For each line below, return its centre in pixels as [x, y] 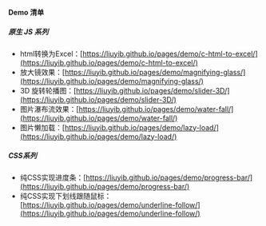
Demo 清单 [26, 12]
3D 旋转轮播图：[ [48, 90]
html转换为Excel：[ [51, 54]
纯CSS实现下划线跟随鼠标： [66, 196]
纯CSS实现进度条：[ [53, 177]
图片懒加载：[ [42, 127]
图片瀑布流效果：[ [49, 109]
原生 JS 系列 [28, 32]
